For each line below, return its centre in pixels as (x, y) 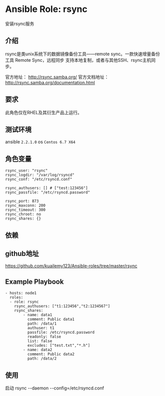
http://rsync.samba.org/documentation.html (50, 82)
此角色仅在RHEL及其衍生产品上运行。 (44, 112)
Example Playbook (34, 282)
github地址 (22, 254)
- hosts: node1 (21, 293)
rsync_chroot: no (23, 214)
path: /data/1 (42, 324)
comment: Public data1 (51, 319)
